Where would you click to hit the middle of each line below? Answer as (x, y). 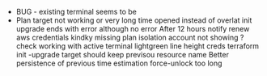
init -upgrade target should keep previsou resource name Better (122, 55)
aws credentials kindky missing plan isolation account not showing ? (130, 37)
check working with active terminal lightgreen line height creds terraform (138, 46)
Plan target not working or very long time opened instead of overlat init (134, 20)
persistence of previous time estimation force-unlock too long (119, 63)
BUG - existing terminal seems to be (76, 12)
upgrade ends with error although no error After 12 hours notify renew (133, 29)
